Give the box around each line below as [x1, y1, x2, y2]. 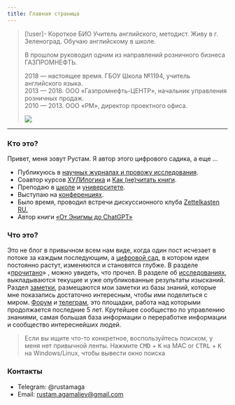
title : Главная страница [7, 10, 80, 18]
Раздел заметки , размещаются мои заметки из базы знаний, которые [7, 283, 217, 291]
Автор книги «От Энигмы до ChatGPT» [17, 212, 133, 221]
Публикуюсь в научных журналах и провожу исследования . [17, 167, 199, 176]
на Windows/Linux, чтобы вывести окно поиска [24, 349, 166, 357]
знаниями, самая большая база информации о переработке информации [7, 313, 227, 322]
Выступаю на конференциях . [17, 190, 104, 198]
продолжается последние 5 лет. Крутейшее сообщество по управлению [7, 306, 225, 314]
